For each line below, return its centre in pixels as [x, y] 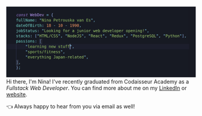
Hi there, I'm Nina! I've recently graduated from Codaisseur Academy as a [98, 81]
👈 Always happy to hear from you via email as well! [71, 106]
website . [17, 94]
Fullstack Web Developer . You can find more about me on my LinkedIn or [96, 88]
